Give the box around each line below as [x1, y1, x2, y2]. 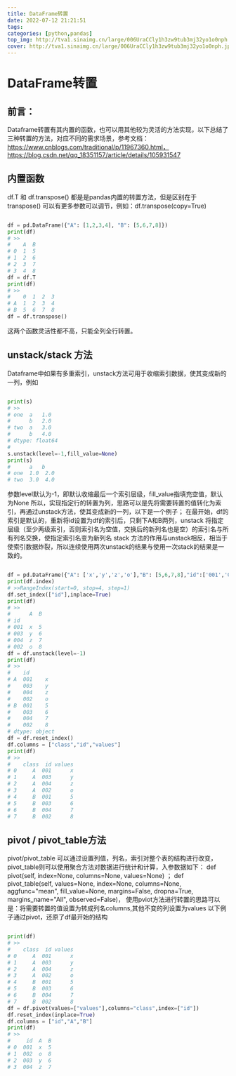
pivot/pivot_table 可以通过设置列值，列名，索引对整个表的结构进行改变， [7, 854, 218, 863]
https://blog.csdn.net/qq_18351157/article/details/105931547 [7, 151, 181, 159]
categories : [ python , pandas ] [7, 29, 93, 37]
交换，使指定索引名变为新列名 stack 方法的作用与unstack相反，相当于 [25, 534, 228, 543]
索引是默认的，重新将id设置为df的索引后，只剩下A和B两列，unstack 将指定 [7, 517, 224, 525]
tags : [7, 23, 23, 30]
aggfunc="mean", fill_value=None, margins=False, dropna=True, [7, 887, 194, 896]
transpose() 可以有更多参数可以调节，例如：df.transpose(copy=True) [7, 201, 207, 210]
